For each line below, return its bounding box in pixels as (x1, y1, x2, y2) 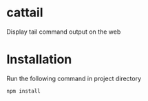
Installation (6, 52, 72, 67)
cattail (6, 5, 43, 21)
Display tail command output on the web (6, 27, 121, 36)
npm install (6, 87, 41, 94)
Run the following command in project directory (6, 74, 142, 82)
